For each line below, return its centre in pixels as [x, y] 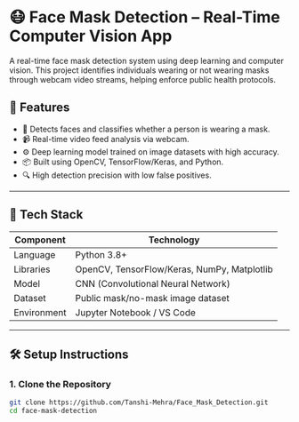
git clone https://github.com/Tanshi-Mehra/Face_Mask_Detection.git [139, 402]
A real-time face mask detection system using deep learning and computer [147, 60]
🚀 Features [40, 108]
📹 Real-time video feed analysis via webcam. [105, 139]
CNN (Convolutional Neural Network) [153, 283]
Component [40, 240]
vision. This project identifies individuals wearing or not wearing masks [139, 70]
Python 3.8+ [101, 254]
